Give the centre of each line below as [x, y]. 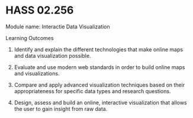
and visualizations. [37, 73]
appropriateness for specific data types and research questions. [92, 91]
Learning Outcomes [30, 38]
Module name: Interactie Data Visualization [58, 27]
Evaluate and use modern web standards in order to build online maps [99, 67]
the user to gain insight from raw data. [61, 109]
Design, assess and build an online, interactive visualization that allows [100, 102]
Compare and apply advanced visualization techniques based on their [99, 85]
